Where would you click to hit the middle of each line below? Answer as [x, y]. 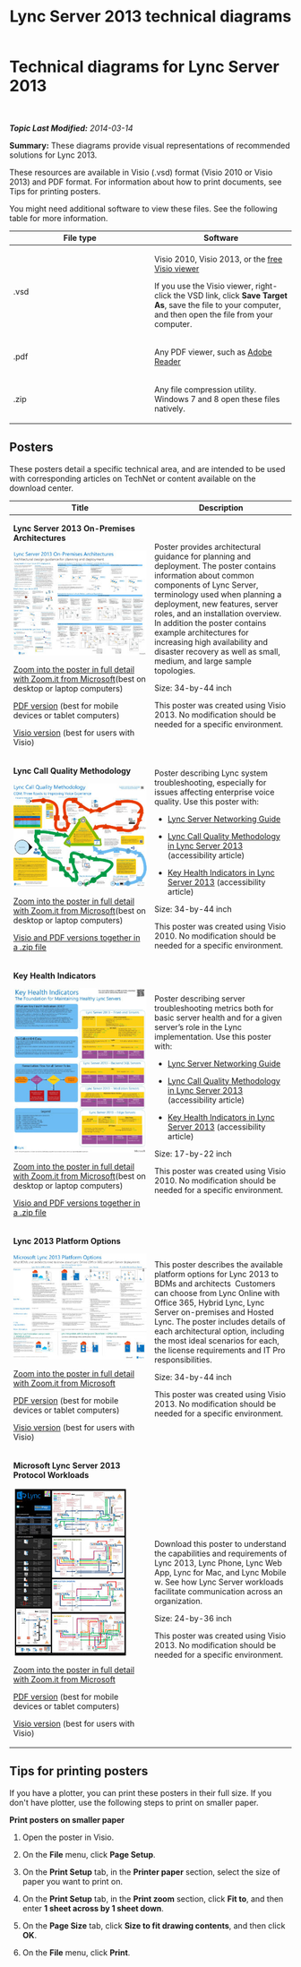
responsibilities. [183, 1360]
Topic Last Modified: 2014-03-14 [71, 128]
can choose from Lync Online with [217, 1293]
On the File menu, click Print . [76, 1952]
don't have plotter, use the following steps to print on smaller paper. [134, 1802]
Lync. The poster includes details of [220, 1321]
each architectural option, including [219, 1331]
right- [266, 286]
